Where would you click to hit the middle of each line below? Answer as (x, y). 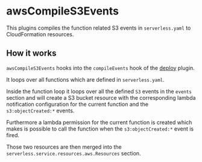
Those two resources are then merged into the (64, 147)
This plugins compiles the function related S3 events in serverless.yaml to (99, 28)
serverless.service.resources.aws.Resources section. (74, 153)
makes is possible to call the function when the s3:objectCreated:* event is (100, 129)
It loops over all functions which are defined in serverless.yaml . (85, 79)
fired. (13, 135)
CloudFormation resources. (40, 34)
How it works (31, 53)
